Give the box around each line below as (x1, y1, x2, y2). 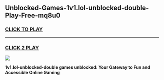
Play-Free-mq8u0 (5, 12, 61, 20)
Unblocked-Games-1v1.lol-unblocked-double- (5, 4, 149, 12)
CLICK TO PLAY (5, 26, 43, 33)
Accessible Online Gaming (5, 69, 60, 75)
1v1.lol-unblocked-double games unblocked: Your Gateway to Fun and (5, 64, 150, 70)
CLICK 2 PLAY (5, 44, 39, 51)
